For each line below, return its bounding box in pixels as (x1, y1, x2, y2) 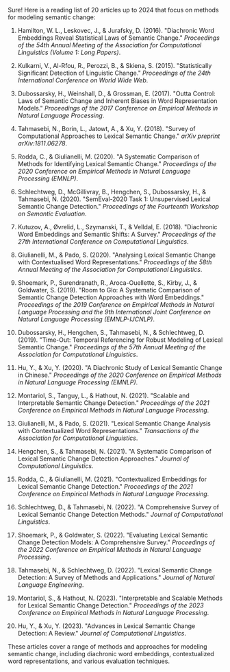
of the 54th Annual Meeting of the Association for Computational (17, 41, 202, 49)
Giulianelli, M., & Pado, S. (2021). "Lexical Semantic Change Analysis (17, 419, 211, 428)
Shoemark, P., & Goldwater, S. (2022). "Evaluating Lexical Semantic (17, 531, 208, 539)
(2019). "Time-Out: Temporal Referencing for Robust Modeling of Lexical (17, 336, 223, 344)
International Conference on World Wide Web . (17, 76, 149, 84)
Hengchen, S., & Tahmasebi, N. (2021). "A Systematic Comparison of (17, 448, 212, 455)
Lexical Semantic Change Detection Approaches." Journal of (17, 454, 190, 463)
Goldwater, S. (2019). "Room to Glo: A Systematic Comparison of (17, 286, 201, 294)
